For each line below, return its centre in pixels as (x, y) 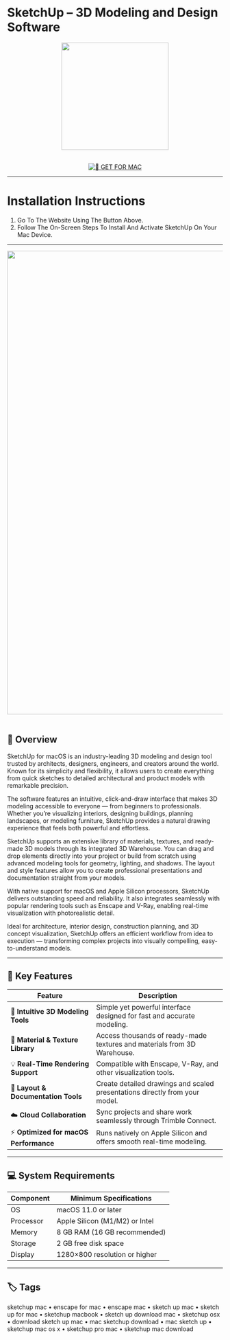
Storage (23, 1243)
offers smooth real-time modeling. (151, 1142)
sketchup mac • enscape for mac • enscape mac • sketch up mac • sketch (113, 1307)
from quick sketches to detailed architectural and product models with (106, 778)
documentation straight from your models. (67, 878)
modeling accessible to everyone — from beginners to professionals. (104, 806)
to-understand (27, 948)
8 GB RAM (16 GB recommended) (111, 1232)
